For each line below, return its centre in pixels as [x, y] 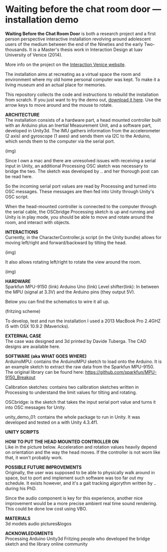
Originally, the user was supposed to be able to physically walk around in [80, 472]
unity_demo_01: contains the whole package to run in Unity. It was [73, 417]
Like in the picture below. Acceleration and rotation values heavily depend [81, 447]
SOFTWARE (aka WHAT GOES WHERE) [46, 356]
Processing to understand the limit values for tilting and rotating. [71, 392]
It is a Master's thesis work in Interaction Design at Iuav [86, 49]
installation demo [42, 20]
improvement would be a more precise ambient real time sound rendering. [81, 503]
